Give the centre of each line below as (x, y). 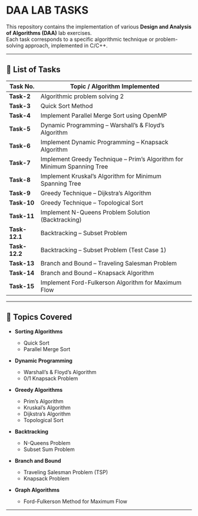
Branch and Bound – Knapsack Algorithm (97, 272)
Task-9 (20, 193)
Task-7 (20, 163)
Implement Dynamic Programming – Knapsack (105, 142)
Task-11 (22, 216)
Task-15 (22, 286)
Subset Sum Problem (49, 449)
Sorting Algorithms (39, 331)
